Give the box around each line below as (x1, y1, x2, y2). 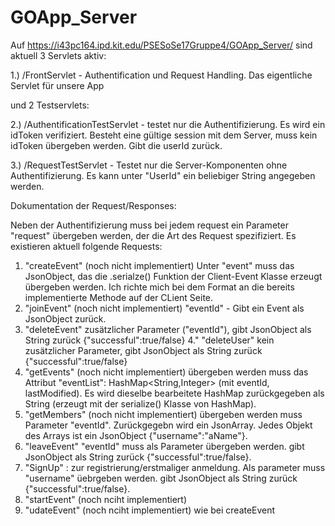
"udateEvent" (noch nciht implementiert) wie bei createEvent (24, 504, 276, 516)
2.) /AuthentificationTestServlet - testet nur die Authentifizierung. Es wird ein (10, 118, 326, 130)
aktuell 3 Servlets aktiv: (10, 49, 107, 61)
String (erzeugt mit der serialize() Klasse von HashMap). (24, 397, 257, 410)
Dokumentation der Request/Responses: (10, 199, 177, 211)
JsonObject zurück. (24, 312, 107, 325)
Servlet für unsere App (10, 79, 105, 91)
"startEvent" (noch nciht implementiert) (24, 493, 187, 505)
